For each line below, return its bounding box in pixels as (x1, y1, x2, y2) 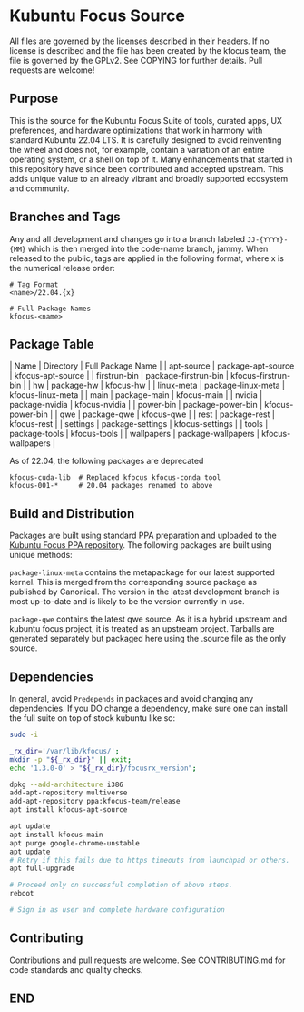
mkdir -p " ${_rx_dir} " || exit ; (9, 754, 132, 764)
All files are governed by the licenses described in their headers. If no (9, 35, 270, 46)
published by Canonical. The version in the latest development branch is (9, 586, 279, 597)
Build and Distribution (9, 506, 135, 521)
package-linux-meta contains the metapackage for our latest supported (9, 567, 275, 578)
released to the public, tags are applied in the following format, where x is (9, 252, 284, 264)
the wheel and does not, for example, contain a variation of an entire (9, 144, 265, 155)
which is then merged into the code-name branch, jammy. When (27, 243, 269, 254)
